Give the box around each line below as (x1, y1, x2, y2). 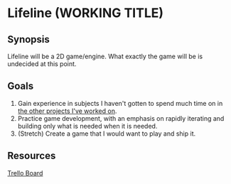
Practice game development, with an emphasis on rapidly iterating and (17, 114, 225, 122)
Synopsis (7, 33, 50, 45)
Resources (7, 150, 56, 162)
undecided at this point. (7, 60, 77, 68)
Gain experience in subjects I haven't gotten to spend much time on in (17, 99, 223, 107)
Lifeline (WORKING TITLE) (7, 5, 164, 21)
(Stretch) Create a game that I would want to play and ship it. (17, 129, 196, 138)
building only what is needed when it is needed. (17, 121, 158, 130)
